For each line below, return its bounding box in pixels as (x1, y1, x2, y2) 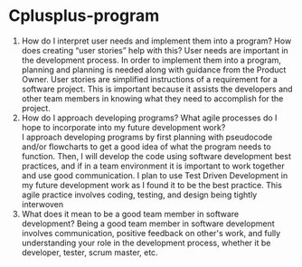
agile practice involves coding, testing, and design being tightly (21, 189, 258, 200)
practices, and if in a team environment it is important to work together (21, 160, 286, 171)
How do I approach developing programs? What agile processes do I (21, 112, 278, 123)
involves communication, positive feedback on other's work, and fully (21, 227, 281, 238)
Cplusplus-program (8, 5, 160, 26)
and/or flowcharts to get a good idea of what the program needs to (21, 141, 272, 152)
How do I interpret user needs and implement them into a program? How (21, 35, 292, 46)
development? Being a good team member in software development (21, 218, 275, 229)
